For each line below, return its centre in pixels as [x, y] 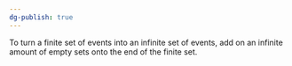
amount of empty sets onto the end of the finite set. [103, 51]
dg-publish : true [41, 17]
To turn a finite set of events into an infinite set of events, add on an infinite [146, 42]
